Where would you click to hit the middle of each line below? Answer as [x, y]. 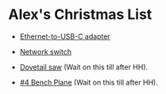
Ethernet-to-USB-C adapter [65, 36]
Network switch [45, 51]
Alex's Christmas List [80, 15]
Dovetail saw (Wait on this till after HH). [84, 67]
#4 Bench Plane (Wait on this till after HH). [89, 82]
